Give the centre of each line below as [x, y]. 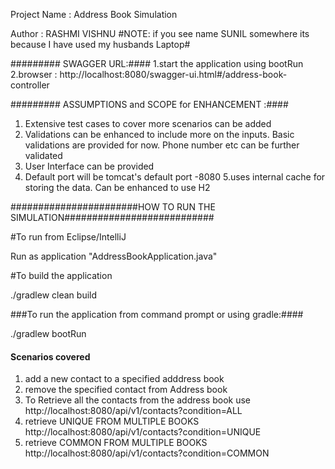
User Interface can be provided [89, 166]
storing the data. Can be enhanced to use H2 [117, 187]
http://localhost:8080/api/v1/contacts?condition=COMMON [147, 453]
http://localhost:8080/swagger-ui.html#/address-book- [173, 74]
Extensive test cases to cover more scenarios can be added [148, 123]
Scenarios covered [50, 356]
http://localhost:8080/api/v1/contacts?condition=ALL [133, 411]
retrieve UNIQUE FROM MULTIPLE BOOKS [112, 421]
